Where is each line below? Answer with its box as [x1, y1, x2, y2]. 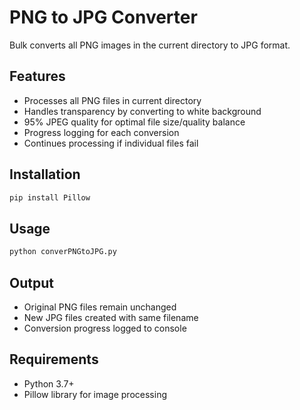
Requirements [9, 351, 99, 368]
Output [9, 274, 54, 291]
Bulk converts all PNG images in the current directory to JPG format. [9, 39, 291, 51]
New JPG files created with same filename [23, 311, 199, 323]
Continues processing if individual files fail [23, 137, 199, 149]
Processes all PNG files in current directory [23, 94, 202, 106]
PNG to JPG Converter [9, 6, 198, 29]
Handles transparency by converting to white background [23, 105, 262, 117]
